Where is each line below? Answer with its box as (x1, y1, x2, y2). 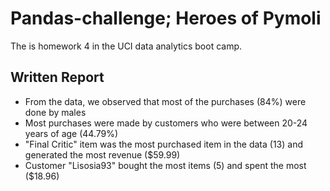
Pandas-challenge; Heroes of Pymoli (10, 7, 322, 30)
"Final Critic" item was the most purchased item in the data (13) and (24, 138, 303, 150)
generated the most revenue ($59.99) (24, 148, 181, 161)
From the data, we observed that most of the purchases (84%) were (24, 95, 307, 107)
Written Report (10, 69, 105, 86)
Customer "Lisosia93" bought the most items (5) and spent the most (24, 159, 307, 171)
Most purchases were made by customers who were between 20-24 (24, 117, 308, 129)
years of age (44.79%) (24, 127, 119, 139)
